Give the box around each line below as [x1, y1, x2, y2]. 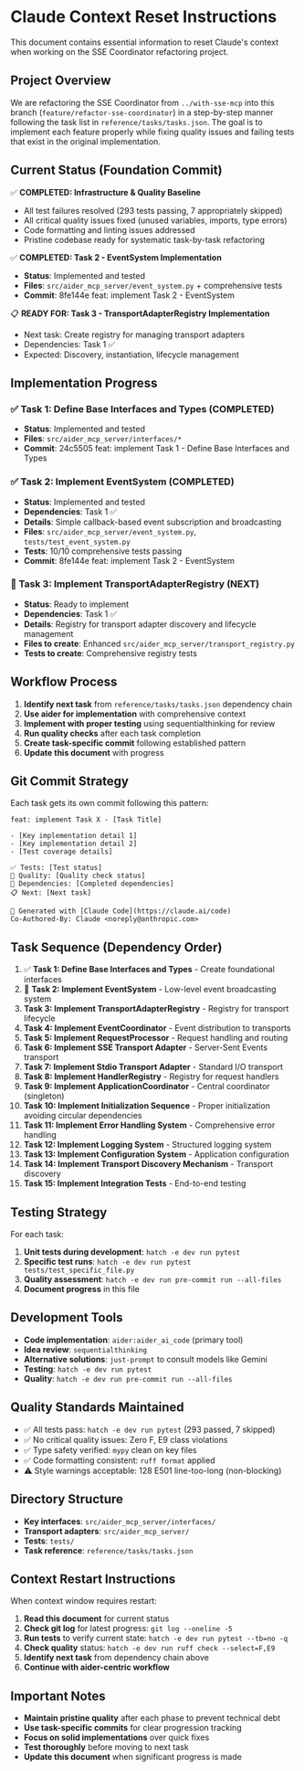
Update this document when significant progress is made [23, 1752, 243, 1763]
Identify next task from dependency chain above [23, 1652, 209, 1663]
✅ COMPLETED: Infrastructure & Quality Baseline [10, 186, 202, 197]
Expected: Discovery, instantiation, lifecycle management [23, 349, 240, 360]
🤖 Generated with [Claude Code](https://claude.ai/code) [10, 907, 232, 916]
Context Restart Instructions [10, 1571, 176, 1586]
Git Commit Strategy [10, 774, 130, 790]
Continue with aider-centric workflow [23, 1661, 170, 1673]
